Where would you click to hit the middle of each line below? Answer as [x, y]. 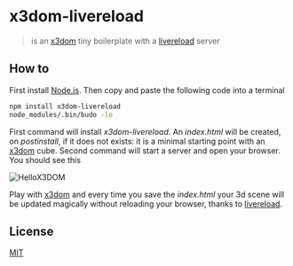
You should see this [45, 160]
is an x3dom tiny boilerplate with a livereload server [125, 41]
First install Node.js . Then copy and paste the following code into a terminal [147, 90]
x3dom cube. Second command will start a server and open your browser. [145, 150]
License [32, 231]
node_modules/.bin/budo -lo [61, 114]
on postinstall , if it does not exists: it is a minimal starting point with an [137, 141]
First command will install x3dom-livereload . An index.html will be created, [145, 131]
